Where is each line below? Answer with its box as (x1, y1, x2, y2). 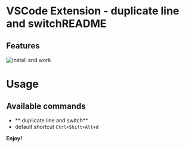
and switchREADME (6, 17, 107, 30)
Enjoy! (6, 135, 23, 141)
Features (6, 41, 40, 51)
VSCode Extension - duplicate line (6, 4, 180, 18)
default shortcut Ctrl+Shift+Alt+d (14, 124, 99, 130)
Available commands (6, 101, 86, 111)
